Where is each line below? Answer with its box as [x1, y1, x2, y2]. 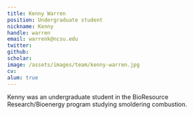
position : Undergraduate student [7, 17, 103, 23]
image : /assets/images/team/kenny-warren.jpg [7, 61, 140, 68]
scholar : [7, 55, 32, 62]
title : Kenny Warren [7, 10, 67, 17]
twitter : [7, 42, 32, 49]
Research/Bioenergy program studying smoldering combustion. [7, 101, 188, 109]
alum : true [7, 74, 39, 81]
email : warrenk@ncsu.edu [7, 36, 78, 43]
